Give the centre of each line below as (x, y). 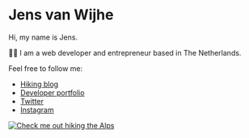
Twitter (32, 101)
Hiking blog (39, 84)
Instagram (37, 110)
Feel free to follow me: (46, 68)
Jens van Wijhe (61, 15)
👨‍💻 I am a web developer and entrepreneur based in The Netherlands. (125, 52)
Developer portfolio (52, 92)
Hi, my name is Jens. (43, 37)
